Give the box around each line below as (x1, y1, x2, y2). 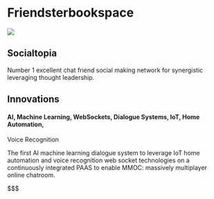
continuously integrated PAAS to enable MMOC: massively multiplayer (7, 164, 208, 172)
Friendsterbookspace (7, 5, 134, 21)
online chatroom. (7, 171, 55, 180)
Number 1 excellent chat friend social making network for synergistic (7, 66, 204, 74)
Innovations (7, 94, 60, 105)
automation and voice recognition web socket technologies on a (7, 156, 190, 164)
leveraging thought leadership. (7, 73, 95, 81)
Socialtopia (7, 47, 57, 60)
